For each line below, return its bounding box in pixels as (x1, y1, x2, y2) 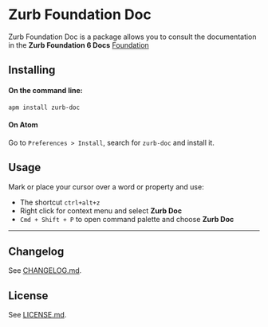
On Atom (8, 120, 38, 130)
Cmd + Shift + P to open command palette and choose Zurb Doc (19, 214, 235, 224)
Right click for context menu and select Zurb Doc (19, 205, 182, 216)
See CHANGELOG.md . (8, 266, 82, 275)
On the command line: (8, 85, 84, 95)
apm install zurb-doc (8, 103, 81, 111)
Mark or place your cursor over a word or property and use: (8, 181, 205, 192)
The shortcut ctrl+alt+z (19, 197, 100, 207)
